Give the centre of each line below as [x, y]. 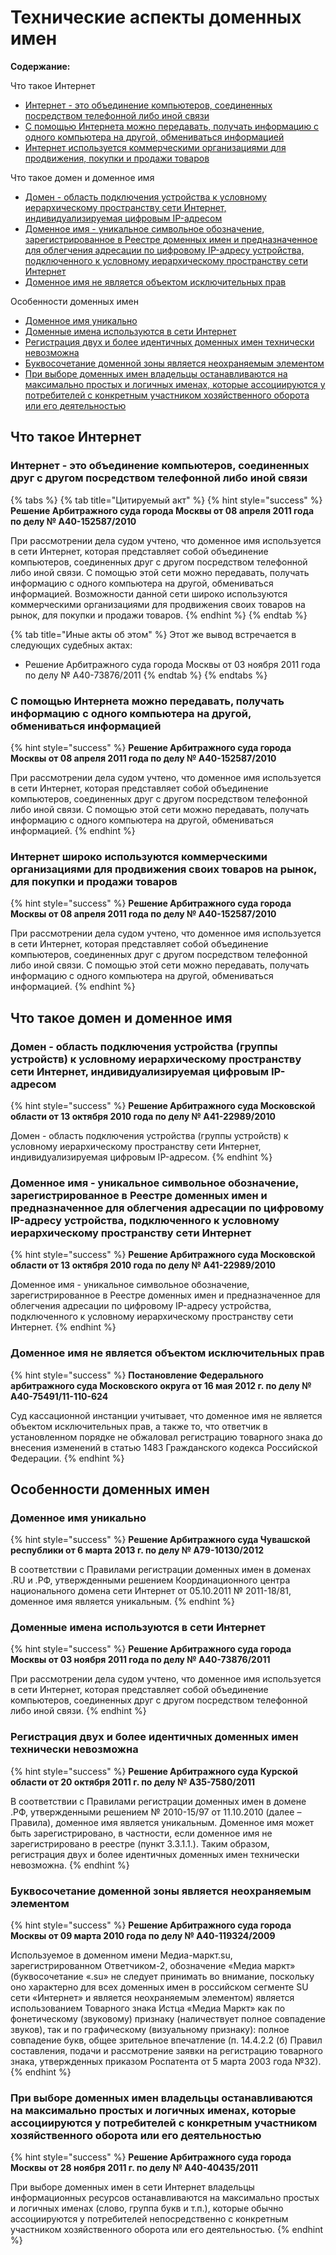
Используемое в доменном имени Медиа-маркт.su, [121, 1955]
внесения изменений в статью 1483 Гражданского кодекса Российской [164, 1447]
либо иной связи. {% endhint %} [78, 1711]
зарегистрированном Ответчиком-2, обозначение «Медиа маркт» [153, 1966]
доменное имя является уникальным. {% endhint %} [122, 1602]
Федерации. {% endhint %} [67, 1458]
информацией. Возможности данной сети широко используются [149, 593]
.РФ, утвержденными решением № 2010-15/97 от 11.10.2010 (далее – [156, 1812]
